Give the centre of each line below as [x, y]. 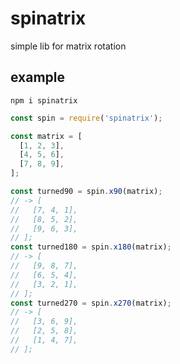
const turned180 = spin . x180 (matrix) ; [91, 247]
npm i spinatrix [44, 100]
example [38, 77]
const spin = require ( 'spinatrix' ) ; [86, 118]
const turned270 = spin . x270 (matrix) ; [91, 303]
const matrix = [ [46, 136]
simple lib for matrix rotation [68, 46]
